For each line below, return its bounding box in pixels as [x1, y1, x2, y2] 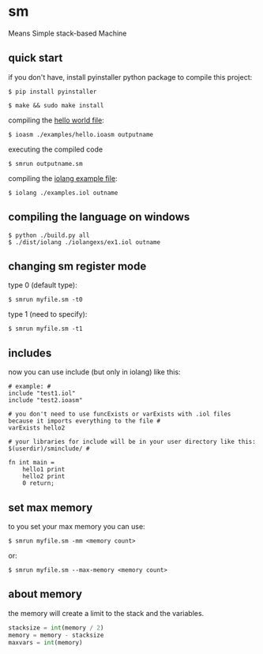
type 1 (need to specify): [8, 310, 88, 319]
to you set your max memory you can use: [8, 522, 145, 531]
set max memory [8, 501, 93, 514]
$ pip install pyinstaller [8, 88, 97, 96]
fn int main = [8, 459, 55, 467]
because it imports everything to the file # [8, 417, 160, 425]
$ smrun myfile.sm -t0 [8, 295, 83, 304]
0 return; [22, 479, 55, 487]
